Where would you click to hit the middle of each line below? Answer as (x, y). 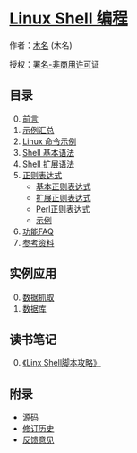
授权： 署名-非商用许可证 (55, 64)
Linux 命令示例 (49, 141)
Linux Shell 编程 (68, 18)
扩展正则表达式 (63, 197)
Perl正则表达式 (63, 209)
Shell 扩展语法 (48, 164)
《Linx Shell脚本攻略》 (61, 363)
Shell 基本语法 (48, 152)
